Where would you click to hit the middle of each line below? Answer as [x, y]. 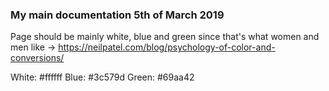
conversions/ [37, 58]
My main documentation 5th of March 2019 [117, 15]
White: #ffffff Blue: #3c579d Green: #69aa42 [102, 77]
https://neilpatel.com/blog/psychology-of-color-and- [167, 47]
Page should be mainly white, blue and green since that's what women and [165, 37]
